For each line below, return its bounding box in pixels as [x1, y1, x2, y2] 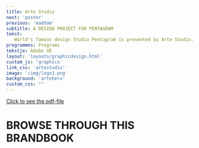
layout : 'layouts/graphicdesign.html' [6, 53, 103, 59]
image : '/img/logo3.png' [6, 70, 68, 76]
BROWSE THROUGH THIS [6, 119, 135, 132]
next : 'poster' [6, 14, 44, 20]
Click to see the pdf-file [6, 98, 65, 105]
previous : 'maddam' [6, 20, 55, 26]
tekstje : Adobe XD [6, 48, 52, 54]
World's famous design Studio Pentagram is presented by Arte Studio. [14, 37, 194, 43]
